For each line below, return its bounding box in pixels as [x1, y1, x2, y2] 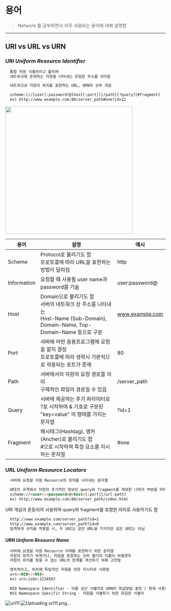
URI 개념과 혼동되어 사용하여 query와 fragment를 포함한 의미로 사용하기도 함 [5, 506, 158, 512]
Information [8, 280, 36, 286]
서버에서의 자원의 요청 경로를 [40, 371, 106, 377]
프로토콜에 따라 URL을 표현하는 [40, 259, 111, 265]
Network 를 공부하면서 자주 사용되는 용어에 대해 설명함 [17, 22, 127, 29]
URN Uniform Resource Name [5, 537, 70, 543]
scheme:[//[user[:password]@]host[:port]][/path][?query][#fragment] [10, 92, 160, 97]
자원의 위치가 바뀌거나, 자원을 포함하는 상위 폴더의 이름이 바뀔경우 [10, 553, 131, 558]
